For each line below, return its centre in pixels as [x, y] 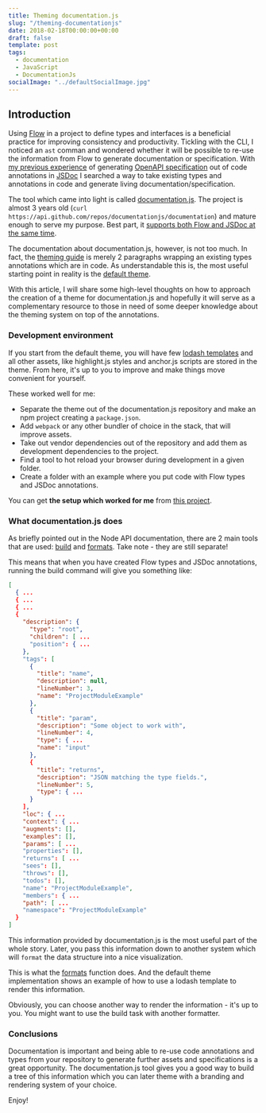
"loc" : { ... [44, 814]
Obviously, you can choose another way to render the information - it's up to [133, 1005]
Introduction [40, 114]
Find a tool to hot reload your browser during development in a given [132, 460]
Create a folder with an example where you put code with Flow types [132, 476]
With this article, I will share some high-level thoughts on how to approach [129, 289]
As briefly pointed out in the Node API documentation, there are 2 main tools [133, 538]
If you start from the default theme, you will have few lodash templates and [131, 353]
